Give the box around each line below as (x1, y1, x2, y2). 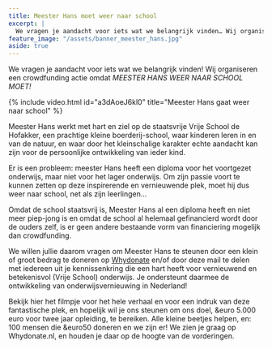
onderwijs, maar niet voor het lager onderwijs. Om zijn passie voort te (8, 172, 240, 182)
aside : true (8, 42, 49, 50)
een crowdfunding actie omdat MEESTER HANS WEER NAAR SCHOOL (8, 73, 244, 83)
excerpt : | (8, 19, 45, 28)
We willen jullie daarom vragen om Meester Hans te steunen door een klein (8, 247, 259, 256)
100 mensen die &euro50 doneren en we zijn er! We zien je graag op (8, 322, 236, 333)
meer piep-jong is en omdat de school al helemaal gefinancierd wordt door (8, 213, 258, 223)
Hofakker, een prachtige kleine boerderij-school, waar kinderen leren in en (8, 131, 257, 140)
